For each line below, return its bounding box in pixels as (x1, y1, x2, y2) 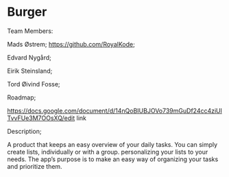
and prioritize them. (7, 162, 63, 170)
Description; (7, 127, 42, 135)
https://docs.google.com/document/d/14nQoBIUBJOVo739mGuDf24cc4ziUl (7, 106, 223, 115)
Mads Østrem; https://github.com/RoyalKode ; (7, 40, 135, 48)
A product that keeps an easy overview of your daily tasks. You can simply (7, 140, 218, 148)
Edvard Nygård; (7, 53, 51, 62)
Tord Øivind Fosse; (7, 80, 60, 88)
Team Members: (7, 27, 53, 35)
